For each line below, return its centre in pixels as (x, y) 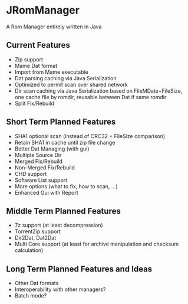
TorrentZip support (37, 231)
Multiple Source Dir (38, 155)
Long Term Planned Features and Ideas (79, 269)
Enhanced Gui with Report (46, 192)
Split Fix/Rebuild (34, 103)
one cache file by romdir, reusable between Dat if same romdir (90, 97)
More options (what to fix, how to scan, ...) (66, 186)
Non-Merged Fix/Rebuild (45, 167)
